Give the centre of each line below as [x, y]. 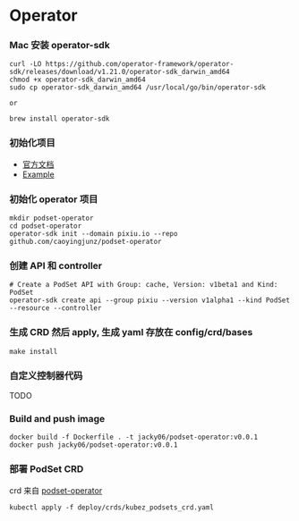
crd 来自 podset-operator [56, 490]
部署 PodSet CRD [47, 469]
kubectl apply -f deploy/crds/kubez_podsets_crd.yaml [112, 507]
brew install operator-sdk [60, 119]
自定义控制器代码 [46, 375]
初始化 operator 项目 [54, 199]
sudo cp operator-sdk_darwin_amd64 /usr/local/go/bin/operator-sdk [138, 88]
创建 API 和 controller [56, 266]
